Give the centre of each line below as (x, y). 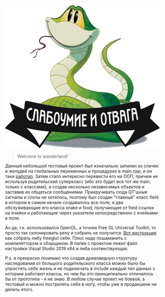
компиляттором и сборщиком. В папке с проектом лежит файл (71, 243)
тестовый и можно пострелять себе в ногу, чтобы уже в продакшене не (81, 284)
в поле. (13, 218)
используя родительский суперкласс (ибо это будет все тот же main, (78, 181)
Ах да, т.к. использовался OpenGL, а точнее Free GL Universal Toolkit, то (81, 227)
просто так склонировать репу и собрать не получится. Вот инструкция (81, 233)
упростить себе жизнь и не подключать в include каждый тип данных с (80, 268)
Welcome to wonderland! (42, 156)
